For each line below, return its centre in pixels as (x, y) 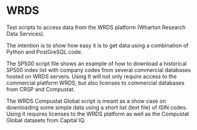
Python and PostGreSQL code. (45, 51)
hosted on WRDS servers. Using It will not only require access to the (92, 76)
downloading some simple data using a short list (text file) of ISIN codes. (97, 107)
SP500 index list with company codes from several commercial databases (98, 70)
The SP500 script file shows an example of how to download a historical (96, 63)
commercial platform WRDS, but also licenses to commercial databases (95, 83)
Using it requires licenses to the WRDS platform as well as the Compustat (98, 114)
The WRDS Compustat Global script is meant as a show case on (86, 101)
